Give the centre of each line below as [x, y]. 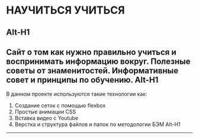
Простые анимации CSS [45, 112]
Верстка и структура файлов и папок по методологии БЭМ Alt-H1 [97, 124]
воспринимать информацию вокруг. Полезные [98, 61]
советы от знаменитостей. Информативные [92, 71]
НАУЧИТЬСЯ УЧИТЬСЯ [66, 10]
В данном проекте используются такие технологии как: [77, 94]
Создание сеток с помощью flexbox [60, 106]
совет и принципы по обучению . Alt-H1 [82, 80]
